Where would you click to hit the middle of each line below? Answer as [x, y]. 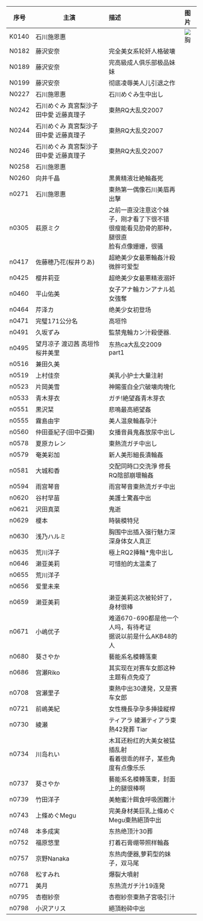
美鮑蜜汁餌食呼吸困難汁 [142, 799]
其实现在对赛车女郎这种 [142, 668]
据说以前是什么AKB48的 [143, 636]
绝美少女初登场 [130, 310]
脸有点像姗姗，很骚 [136, 246]
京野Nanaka [52, 858]
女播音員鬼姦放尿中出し [142, 432]
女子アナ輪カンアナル [139, 289]
